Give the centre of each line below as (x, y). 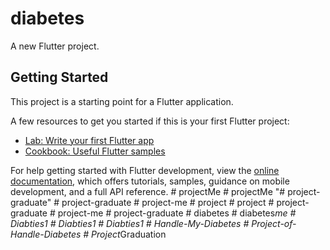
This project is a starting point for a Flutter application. (122, 101)
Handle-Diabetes (46, 234)
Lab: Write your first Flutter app (89, 140)
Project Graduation (129, 234)
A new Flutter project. (55, 46)
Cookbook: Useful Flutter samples (95, 151)
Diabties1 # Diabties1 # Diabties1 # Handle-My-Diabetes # (130, 223)
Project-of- (274, 223)
